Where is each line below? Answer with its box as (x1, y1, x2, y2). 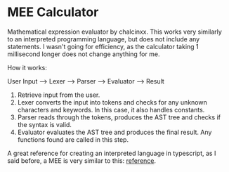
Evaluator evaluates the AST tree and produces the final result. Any (17, 128, 212, 136)
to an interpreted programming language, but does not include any (7, 34, 200, 43)
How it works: (7, 63, 48, 72)
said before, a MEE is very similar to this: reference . (7, 156, 157, 165)
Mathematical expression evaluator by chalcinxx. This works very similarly (7, 27, 223, 36)
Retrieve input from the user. (17, 91, 100, 99)
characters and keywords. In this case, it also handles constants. (17, 105, 205, 114)
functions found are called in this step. (17, 135, 129, 144)
